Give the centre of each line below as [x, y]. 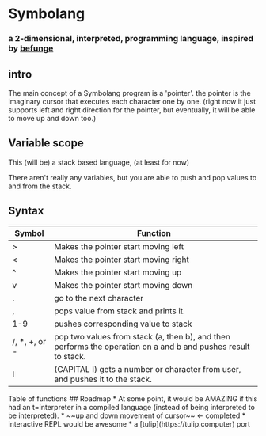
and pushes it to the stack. [103, 379]
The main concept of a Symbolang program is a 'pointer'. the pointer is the [129, 93]
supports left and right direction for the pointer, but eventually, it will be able [132, 110]
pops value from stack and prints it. [120, 311]
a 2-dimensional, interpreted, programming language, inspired [131, 39]
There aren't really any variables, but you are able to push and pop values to [133, 177]
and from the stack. [40, 186]
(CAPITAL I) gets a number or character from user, [148, 369]
